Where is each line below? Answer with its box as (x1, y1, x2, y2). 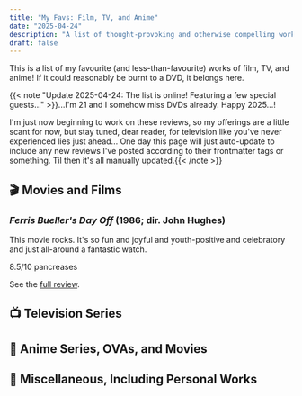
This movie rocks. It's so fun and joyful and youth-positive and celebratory (9, 234, 286, 245)
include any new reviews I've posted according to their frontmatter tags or (9, 146, 284, 157)
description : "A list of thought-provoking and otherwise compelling (9, 30, 276, 39)
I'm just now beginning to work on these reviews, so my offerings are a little (9, 117, 289, 128)
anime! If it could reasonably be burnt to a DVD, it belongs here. (9, 73, 244, 84)
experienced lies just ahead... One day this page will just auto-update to (9, 136, 276, 147)
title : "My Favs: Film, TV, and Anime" (9, 13, 159, 22)
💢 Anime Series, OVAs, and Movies (9, 341, 209, 356)
